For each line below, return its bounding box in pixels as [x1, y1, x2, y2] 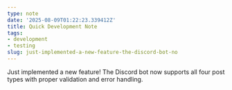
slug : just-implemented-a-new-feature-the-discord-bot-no [7, 49, 178, 56]
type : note [7, 10, 39, 17]
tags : [7, 29, 23, 37]
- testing [7, 42, 36, 49]
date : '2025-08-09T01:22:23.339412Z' [7, 17, 116, 24]
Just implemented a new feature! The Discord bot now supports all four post [7, 67, 225, 76]
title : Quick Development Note [7, 23, 98, 30]
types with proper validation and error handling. [7, 75, 143, 83]
